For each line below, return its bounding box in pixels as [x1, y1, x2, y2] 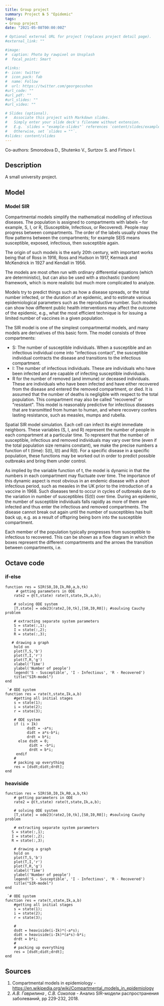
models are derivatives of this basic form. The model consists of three [5, 330, 146, 336]
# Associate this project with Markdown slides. [5, 115, 110, 120]
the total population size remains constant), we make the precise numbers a [5, 442, 158, 448]
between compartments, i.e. [5, 545, 62, 550]
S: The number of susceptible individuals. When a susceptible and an [12, 344, 152, 350]
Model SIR [5, 203, 30, 209]
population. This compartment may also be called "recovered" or [12, 397, 143, 403]
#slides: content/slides [5, 133, 56, 138]
